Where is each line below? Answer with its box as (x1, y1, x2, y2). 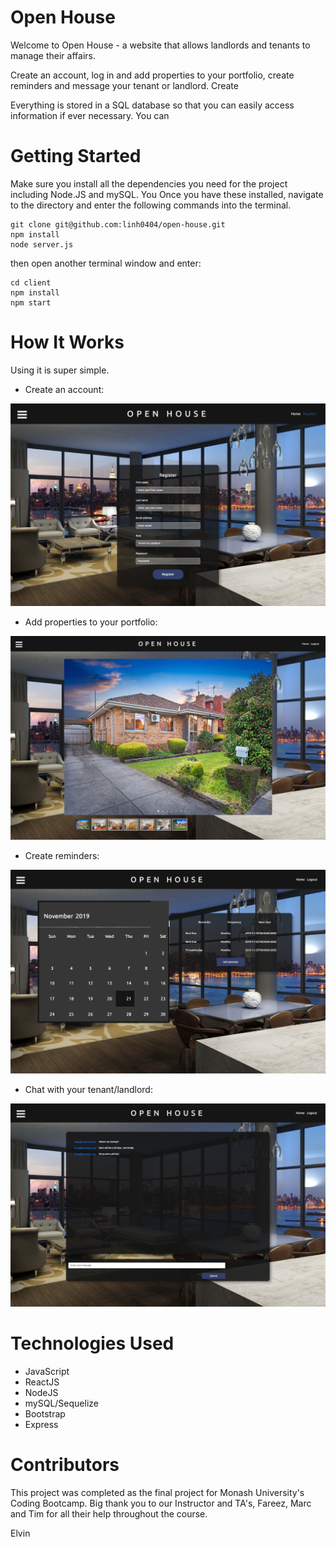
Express (24, 1418, 59, 1430)
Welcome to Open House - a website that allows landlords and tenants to (10, 39, 311, 51)
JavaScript (24, 1365, 70, 1377)
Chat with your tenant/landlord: (24, 1083, 153, 1095)
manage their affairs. (10, 49, 96, 61)
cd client (10, 277, 52, 288)
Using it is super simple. (10, 364, 110, 376)
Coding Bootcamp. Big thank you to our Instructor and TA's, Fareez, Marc (10, 1497, 312, 1509)
